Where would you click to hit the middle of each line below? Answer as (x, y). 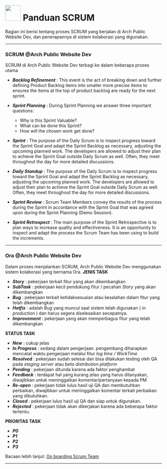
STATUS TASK (20, 333)
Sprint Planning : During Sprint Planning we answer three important (82, 106)
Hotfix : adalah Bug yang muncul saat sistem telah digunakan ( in (79, 308)
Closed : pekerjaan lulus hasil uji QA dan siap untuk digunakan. (77, 401)
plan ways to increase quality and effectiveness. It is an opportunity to (84, 228)
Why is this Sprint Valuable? (48, 120)
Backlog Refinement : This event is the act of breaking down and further (87, 80)
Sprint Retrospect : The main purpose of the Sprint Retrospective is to (84, 222)
